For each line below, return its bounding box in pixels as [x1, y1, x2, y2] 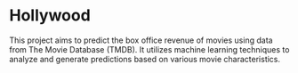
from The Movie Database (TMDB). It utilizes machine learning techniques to [9, 44, 290, 54]
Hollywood [9, 5, 91, 26]
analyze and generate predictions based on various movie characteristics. [9, 53, 281, 64]
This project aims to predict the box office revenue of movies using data [9, 35, 273, 45]
